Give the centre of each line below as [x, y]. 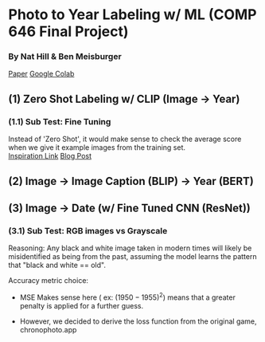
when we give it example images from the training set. [97, 147]
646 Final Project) [68, 31]
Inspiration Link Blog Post [50, 156]
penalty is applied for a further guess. [82, 305]
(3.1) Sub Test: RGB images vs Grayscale [88, 230]
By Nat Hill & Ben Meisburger [65, 57]
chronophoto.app [48, 329]
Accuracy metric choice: [49, 281]
